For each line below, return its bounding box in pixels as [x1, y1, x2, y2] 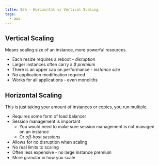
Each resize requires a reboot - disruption [12, 56, 95, 62]
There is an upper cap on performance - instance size [12, 66, 120, 73]
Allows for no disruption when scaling [12, 139, 88, 145]
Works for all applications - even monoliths [12, 77, 98, 83]
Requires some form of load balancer [12, 114, 86, 119]
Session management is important [12, 118, 81, 124]
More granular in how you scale [12, 155, 76, 160]
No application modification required [12, 72, 86, 78]
